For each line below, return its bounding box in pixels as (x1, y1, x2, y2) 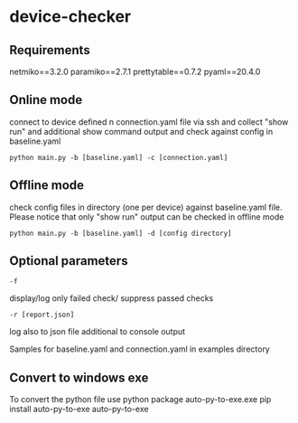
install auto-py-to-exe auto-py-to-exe (9, 404, 149, 415)
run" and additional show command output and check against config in (9, 126, 274, 136)
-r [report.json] (9, 310, 75, 320)
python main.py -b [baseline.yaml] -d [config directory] (9, 229, 232, 238)
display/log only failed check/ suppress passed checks (9, 293, 214, 304)
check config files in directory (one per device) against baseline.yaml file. (9, 202, 283, 212)
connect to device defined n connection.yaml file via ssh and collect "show (9, 116, 289, 127)
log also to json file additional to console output (9, 326, 186, 337)
